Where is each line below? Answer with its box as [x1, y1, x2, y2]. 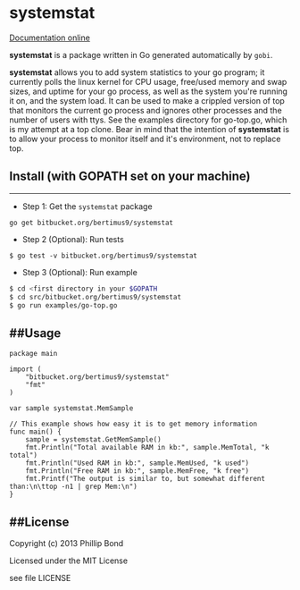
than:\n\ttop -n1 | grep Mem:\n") [9, 482, 138, 492]
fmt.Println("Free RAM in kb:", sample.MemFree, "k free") [25, 467, 250, 476]
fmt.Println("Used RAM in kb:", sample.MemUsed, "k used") [25, 459, 250, 468]
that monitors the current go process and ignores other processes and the [9, 105, 283, 115]
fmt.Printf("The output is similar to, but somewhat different [25, 475, 266, 484]
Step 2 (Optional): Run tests [21, 233, 125, 244]
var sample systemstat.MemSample [9, 404, 134, 413]
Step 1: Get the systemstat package [21, 200, 154, 212]
